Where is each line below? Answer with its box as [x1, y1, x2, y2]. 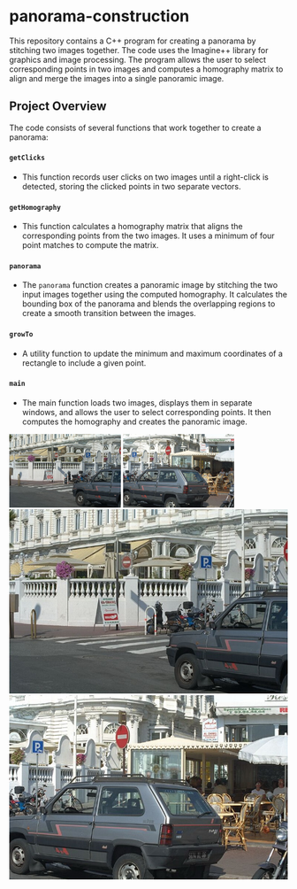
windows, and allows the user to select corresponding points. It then [21, 406, 271, 417]
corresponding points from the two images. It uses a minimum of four [21, 230, 276, 241]
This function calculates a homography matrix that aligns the [21, 221, 243, 232]
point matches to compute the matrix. [21, 240, 159, 251]
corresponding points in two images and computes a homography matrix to [9, 64, 284, 74]
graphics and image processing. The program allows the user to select [9, 54, 267, 65]
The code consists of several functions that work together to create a [9, 122, 262, 133]
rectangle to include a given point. [21, 357, 147, 368]
